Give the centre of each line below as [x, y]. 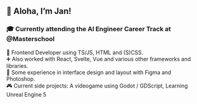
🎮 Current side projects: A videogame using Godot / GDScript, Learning [97, 86]
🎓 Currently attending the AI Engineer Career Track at [89, 29]
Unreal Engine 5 [27, 94]
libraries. [17, 65]
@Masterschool [30, 39]
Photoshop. [21, 79]
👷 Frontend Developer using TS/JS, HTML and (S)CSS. [75, 52]
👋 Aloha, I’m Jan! [39, 11]
